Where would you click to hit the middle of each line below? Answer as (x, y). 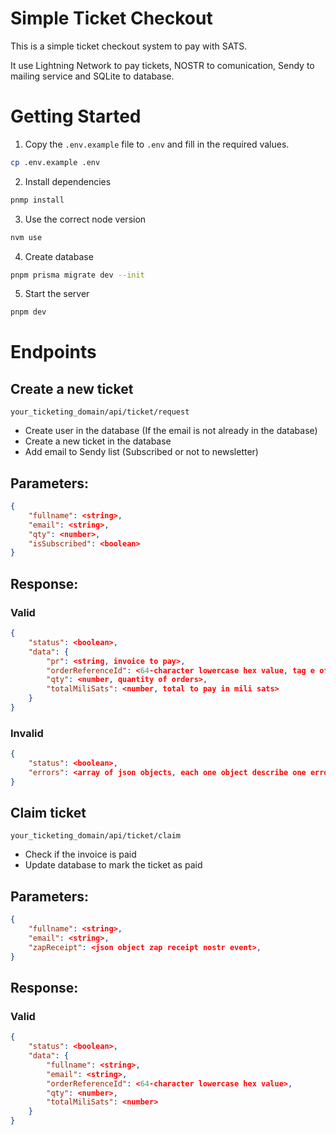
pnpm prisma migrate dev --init (77, 275)
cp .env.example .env (55, 162)
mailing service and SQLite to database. (92, 76)
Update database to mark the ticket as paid (113, 865)
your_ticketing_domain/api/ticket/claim (96, 836)
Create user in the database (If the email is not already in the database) (171, 431)
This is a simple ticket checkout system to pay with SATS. (129, 46)
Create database (59, 256)
